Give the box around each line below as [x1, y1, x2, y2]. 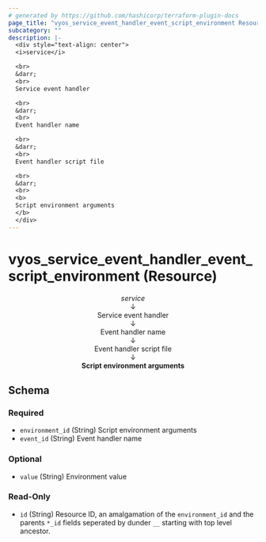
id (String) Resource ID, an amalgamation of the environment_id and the [19, 509, 254, 519]
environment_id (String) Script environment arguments [19, 426, 197, 435]
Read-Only [8, 491, 51, 502]
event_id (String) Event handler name [19, 433, 142, 444]
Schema [8, 384, 50, 397]
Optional [8, 453, 42, 464]
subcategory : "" [8, 26, 62, 34]
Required [8, 407, 44, 418]
